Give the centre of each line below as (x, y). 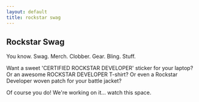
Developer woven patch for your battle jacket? (64, 81)
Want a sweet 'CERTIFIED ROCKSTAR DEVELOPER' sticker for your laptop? (100, 68)
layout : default (27, 12)
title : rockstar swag (34, 18)
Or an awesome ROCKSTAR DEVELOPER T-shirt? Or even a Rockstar (92, 75)
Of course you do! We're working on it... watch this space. (79, 93)
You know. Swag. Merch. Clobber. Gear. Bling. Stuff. (71, 56)
